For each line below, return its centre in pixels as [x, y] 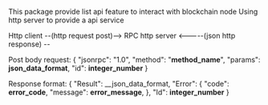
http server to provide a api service [66, 20]
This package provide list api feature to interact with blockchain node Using [133, 12]
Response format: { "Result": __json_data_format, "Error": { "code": [119, 84]
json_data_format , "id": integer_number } [78, 68]
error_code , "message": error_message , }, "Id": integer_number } [119, 92]
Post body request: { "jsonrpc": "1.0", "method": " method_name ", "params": [134, 60]
